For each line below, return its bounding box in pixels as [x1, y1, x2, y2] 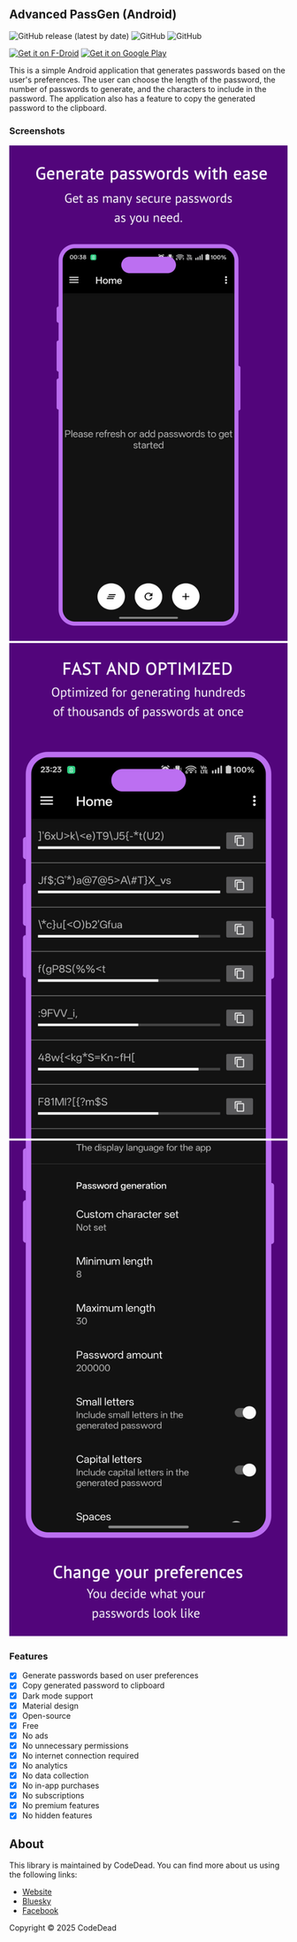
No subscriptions [21, 1791, 85, 1801]
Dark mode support [21, 1691, 94, 1701]
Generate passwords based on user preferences [21, 1670, 199, 1681]
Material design [21, 1700, 80, 1711]
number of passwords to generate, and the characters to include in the [9, 83, 267, 94]
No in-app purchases [21, 1780, 100, 1791]
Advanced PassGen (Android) [9, 7, 177, 22]
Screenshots [9, 124, 65, 136]
